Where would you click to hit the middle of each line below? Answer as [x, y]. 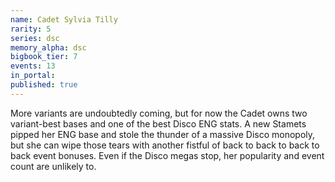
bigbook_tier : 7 [44, 57]
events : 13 [33, 66]
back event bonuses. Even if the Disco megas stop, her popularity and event [167, 155]
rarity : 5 [31, 29]
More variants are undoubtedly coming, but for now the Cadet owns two [159, 113]
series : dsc [35, 38]
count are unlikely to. [53, 166]
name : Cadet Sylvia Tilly [64, 19]
